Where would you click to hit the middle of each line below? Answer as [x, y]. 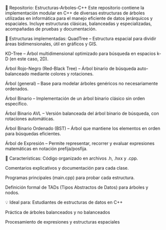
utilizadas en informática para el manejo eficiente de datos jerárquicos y [79, 18]
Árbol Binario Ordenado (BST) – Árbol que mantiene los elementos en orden [83, 128]
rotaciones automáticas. [30, 119]
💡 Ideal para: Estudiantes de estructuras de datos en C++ [64, 202]
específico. [17, 104]
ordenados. [17, 89]
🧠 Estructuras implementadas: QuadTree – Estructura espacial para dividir [81, 38]
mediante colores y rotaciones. [62, 74]
